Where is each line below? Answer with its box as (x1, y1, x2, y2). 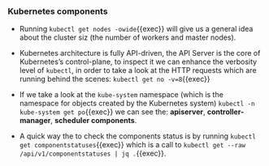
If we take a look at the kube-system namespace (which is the (19, 90, 224, 100)
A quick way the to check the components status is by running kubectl (19, 131, 257, 141)
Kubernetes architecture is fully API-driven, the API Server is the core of (19, 49, 261, 58)
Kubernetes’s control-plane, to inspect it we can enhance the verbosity (19, 57, 258, 66)
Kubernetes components (7, 6, 108, 17)
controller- (206, 107, 245, 117)
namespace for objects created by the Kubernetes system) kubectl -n (19, 99, 255, 109)
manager (19, 116, 51, 126)
